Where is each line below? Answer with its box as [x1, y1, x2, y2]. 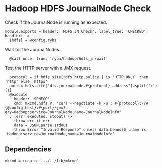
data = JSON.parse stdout [14, 123, 68, 128]
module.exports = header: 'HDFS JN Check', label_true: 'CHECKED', [5, 29, 149, 34]
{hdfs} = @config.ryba [9, 38, 57, 43]
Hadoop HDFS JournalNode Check [5, 3, 151, 14]
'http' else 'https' [5, 79, 48, 84]
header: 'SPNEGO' [14, 96, 50, 101]
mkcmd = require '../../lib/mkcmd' [5, 158, 79, 163]
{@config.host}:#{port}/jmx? [5, 105, 66, 110]
